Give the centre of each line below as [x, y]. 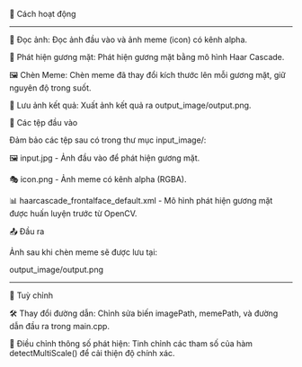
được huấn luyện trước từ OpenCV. [73, 214]
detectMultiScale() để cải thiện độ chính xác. [92, 353]
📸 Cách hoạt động [43, 14]
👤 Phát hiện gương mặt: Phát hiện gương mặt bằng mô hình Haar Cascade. [147, 57]
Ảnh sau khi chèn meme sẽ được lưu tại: [84, 252]
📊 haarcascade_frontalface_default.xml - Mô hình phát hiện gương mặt [141, 201]
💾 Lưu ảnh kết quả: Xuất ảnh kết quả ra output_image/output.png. [130, 105]
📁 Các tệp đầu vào [44, 122]
